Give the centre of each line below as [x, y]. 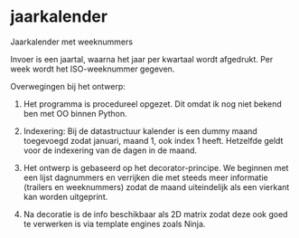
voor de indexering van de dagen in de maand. [110, 150]
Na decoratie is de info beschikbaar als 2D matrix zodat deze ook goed [155, 214]
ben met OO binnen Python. [75, 113]
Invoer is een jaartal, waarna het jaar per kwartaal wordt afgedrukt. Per [142, 59]
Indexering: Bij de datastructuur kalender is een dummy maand [140, 131]
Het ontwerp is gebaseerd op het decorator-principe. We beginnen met [156, 167]
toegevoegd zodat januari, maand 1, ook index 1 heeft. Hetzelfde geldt [153, 140]
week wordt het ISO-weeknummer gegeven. [93, 69]
